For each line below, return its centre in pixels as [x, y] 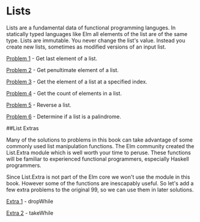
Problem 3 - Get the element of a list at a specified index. [77, 82]
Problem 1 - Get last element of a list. [52, 58]
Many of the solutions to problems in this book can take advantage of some [100, 140]
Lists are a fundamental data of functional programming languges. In [91, 28]
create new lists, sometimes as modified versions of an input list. [86, 47]
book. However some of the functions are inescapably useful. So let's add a [100, 183]
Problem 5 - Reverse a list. [39, 105]
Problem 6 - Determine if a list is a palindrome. [64, 116]
